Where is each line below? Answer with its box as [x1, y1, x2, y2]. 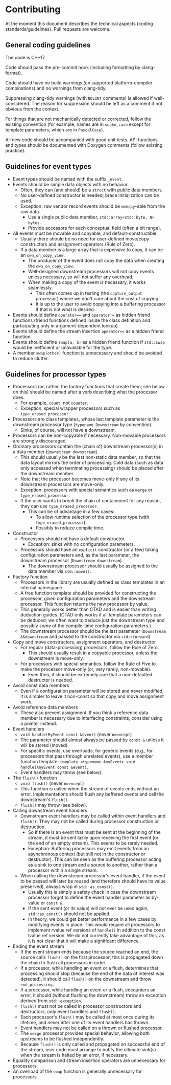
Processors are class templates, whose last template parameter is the [12, 416, 159, 423]
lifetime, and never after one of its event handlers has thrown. [20, 1020, 150, 1026]
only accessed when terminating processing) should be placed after [20, 465, 164, 471]
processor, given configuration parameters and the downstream [20, 595, 155, 602]
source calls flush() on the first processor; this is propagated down [20, 954, 163, 960]
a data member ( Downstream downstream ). [12, 449, 99, 455]
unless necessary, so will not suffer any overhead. [28, 274, 134, 280]
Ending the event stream [12, 943, 65, 949]
